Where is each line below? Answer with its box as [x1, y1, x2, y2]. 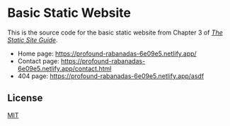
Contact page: [17, 56, 60, 65]
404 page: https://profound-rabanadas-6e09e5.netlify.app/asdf [17, 72, 205, 80]
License [7, 92, 43, 104]
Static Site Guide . [7, 35, 58, 44]
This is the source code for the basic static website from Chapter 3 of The [7, 28, 223, 37]
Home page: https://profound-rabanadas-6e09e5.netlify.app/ [17, 49, 197, 58]
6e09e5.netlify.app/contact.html [17, 64, 112, 73]
